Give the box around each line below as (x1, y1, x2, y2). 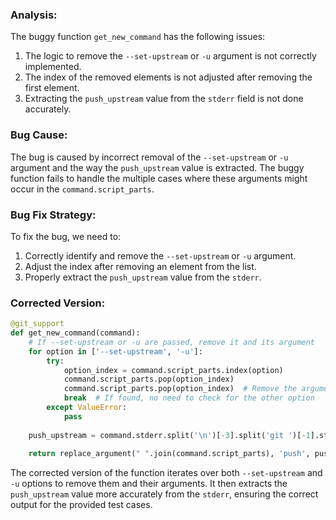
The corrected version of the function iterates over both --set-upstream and (10, 467, 323, 479)
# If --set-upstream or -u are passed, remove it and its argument (28, 337, 315, 347)
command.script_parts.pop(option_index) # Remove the (63, 384, 298, 394)
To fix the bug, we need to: (10, 230, 122, 242)
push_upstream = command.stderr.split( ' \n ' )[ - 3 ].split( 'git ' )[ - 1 (28, 430, 311, 440)
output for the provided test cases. (10, 499, 153, 511)
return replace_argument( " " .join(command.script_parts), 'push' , (28, 449, 311, 459)
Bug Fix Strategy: (10, 208, 97, 222)
